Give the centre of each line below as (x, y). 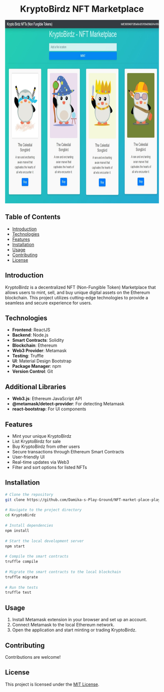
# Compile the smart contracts (37, 557)
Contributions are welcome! (33, 657)
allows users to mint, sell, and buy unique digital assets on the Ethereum (78, 292)
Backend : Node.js (30, 335)
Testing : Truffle (28, 356)
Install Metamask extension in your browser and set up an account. (80, 620)
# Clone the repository (29, 494)
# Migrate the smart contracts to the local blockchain (63, 572)
